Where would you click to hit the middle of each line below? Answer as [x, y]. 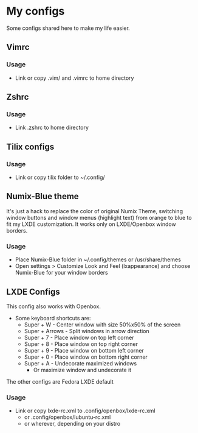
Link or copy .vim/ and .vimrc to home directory [74, 78]
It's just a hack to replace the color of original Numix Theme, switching [95, 211]
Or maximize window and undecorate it [82, 370]
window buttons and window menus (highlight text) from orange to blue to [99, 217]
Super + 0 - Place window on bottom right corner [86, 357]
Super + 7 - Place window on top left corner [79, 337]
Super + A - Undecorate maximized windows [80, 363]
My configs [36, 11]
